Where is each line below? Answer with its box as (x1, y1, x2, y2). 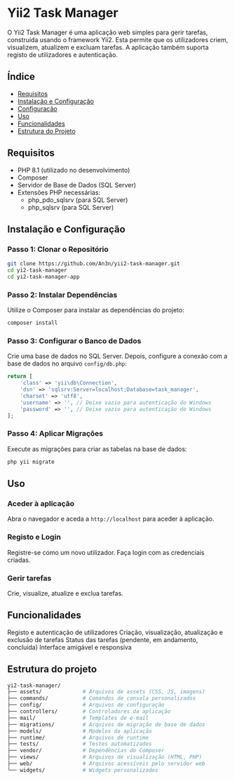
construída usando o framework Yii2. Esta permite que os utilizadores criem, (7, 35, 229, 44)
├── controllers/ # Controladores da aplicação (7, 708, 171, 715)
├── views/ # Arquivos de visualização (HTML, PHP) (7, 754, 202, 761)
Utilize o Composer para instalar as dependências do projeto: (7, 306, 184, 314)
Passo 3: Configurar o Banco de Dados (7, 335, 142, 345)
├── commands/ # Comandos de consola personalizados (7, 695, 196, 702)
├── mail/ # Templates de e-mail (7, 714, 149, 721)
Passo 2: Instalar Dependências (7, 290, 118, 300)
